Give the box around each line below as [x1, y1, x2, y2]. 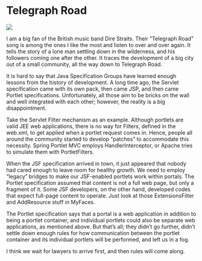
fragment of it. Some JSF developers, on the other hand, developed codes [6, 185, 191, 193]
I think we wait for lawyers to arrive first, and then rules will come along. [6, 247, 185, 254]
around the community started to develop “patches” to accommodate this [6, 135, 189, 143]
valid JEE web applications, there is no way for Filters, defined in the [6, 122, 176, 130]
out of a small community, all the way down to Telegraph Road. [6, 60, 163, 68]
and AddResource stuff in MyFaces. [6, 198, 95, 205]
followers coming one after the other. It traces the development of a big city [6, 54, 194, 61]
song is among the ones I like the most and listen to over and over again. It [6, 41, 191, 48]
